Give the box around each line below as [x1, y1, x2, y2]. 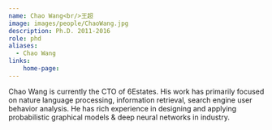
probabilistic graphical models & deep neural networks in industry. [8, 112, 230, 122]
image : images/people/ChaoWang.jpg [8, 19, 129, 27]
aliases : [8, 42, 38, 50]
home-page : [23, 65, 60, 73]
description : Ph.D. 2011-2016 [8, 27, 111, 35]
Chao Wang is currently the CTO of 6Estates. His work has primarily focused [8, 86, 265, 96]
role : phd [8, 34, 42, 43]
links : [8, 57, 31, 65]
